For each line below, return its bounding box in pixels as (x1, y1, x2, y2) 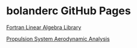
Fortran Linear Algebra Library (6, 24, 81, 31)
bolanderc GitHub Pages (6, 4, 131, 18)
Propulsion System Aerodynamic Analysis (6, 35, 110, 42)
